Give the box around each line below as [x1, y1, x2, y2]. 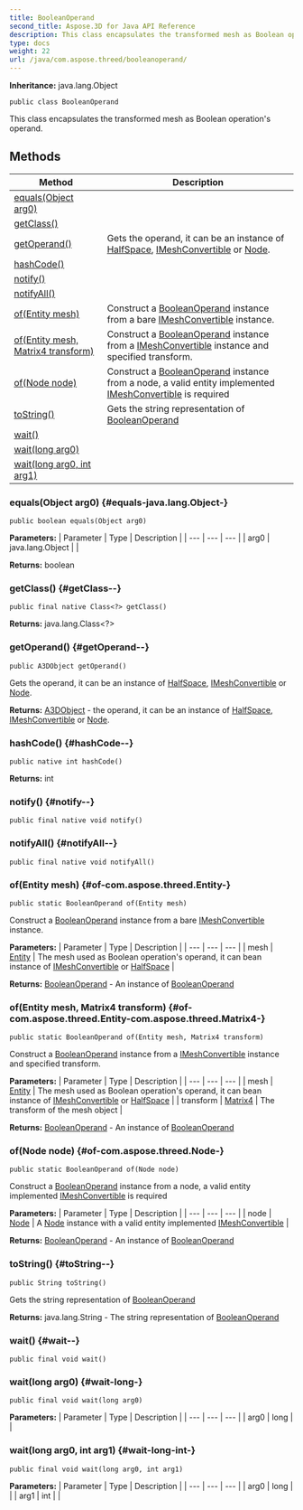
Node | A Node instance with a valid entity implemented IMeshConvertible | [9, 1217, 289, 1229]
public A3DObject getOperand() [9, 661, 127, 671]
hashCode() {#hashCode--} [9, 736, 133, 749]
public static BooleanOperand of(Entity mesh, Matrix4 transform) [9, 1033, 264, 1042]
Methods [9, 149, 61, 164]
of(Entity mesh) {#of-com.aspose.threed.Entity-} [9, 878, 232, 891]
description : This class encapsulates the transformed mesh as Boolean [9, 30, 284, 39]
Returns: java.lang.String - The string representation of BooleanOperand [9, 1311, 280, 1322]
